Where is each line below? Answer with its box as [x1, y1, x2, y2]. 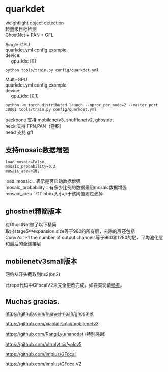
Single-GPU [5, 41, 31, 47]
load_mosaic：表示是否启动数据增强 [5, 178, 81, 184]
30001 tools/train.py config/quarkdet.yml [5, 107, 97, 112]
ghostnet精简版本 [5, 207, 62, 216]
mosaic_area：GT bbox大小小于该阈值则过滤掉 [5, 190, 103, 196]
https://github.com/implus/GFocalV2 [5, 361, 82, 367]
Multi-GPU [5, 76, 27, 82]
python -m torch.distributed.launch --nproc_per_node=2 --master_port [5, 102, 158, 107]
